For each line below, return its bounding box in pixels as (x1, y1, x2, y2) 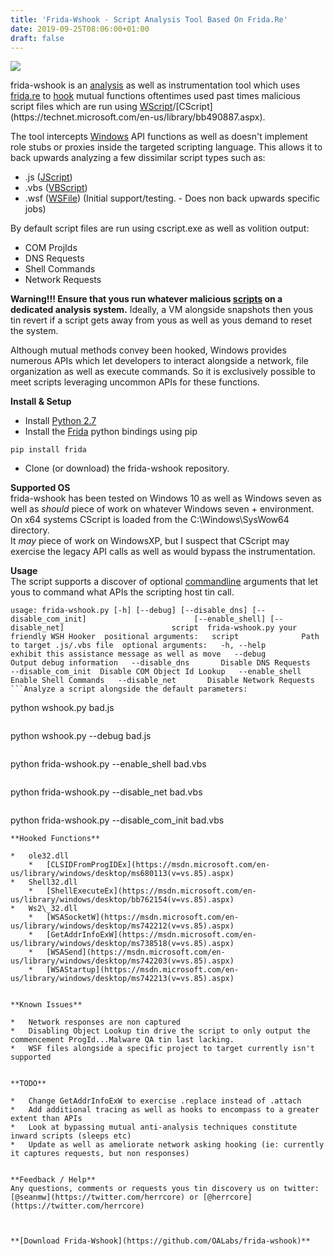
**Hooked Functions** (10, 834, 101, 844)
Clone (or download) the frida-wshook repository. (24, 462, 230, 475)
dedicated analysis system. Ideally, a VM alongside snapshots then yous (10, 304, 314, 316)
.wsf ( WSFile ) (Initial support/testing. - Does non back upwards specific (24, 192, 321, 205)
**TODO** (10, 1079, 47, 1089)
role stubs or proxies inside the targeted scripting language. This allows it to (10, 141, 323, 153)
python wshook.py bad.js (10, 702, 115, 714)
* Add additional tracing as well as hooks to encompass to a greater (10, 1105, 320, 1115)
